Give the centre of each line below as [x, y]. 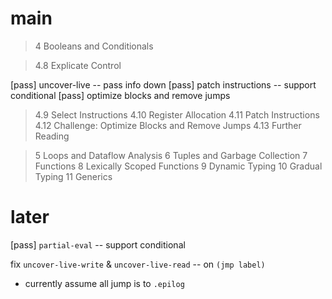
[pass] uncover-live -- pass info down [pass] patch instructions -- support [163, 84]
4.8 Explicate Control [78, 65]
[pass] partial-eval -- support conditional [98, 244]
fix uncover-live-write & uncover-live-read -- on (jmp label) [138, 264]
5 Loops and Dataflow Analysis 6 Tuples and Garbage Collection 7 [171, 155]
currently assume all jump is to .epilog [104, 283]
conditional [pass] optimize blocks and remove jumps [120, 95]
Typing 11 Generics [73, 176]
